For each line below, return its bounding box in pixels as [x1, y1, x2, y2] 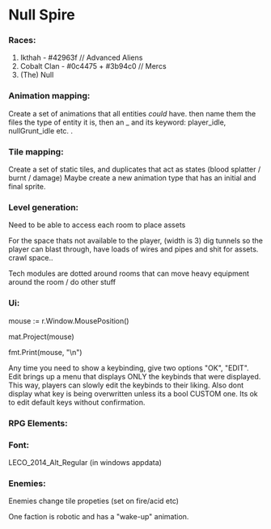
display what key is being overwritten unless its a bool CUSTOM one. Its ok [8, 388, 259, 398]
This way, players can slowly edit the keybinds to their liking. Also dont [8, 380, 244, 390]
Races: [8, 35, 36, 46]
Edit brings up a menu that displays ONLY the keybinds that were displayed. [8, 371, 261, 381]
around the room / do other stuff [8, 277, 116, 287]
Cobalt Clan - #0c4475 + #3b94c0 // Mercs [19, 61, 167, 71]
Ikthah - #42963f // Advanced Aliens [19, 53, 143, 62]
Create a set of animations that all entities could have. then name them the [8, 108, 256, 118]
